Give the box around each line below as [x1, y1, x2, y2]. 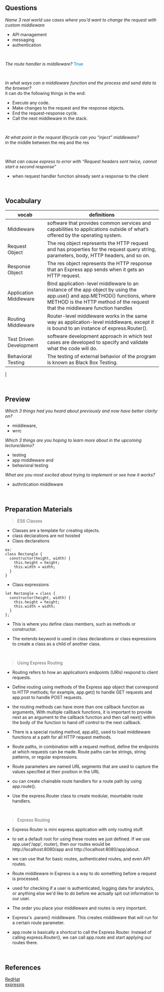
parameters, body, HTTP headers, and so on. [47, 252, 150, 259]
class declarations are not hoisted [12, 533, 81, 539]
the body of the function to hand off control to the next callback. [12, 720, 142, 725]
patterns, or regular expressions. [12, 754, 78, 760]
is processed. [12, 876, 40, 882]
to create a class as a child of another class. [12, 641, 101, 647]
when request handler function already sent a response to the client [12, 173, 149, 179]
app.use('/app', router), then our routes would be [12, 841, 111, 847]
